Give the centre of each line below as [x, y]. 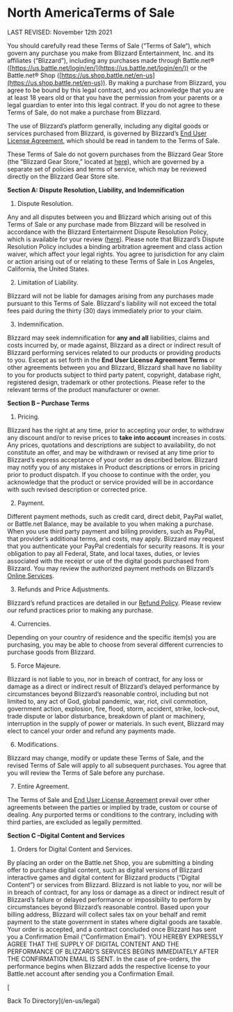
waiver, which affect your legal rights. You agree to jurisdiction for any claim [116, 254]
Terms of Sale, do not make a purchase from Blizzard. [84, 112]
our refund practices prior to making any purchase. [80, 610]
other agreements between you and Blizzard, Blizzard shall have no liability [115, 367]
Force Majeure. [39, 665]
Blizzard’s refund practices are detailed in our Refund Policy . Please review [114, 603]
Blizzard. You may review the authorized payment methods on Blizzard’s [111, 568]
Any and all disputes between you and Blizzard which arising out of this [110, 217]
